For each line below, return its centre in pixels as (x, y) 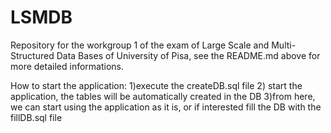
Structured (32, 55)
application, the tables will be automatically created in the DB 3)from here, (163, 96)
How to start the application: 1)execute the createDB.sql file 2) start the (156, 85)
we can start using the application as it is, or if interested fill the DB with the (166, 107)
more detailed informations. (67, 66)
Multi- (284, 45)
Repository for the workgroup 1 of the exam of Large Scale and (140, 45)
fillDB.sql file (36, 117)
